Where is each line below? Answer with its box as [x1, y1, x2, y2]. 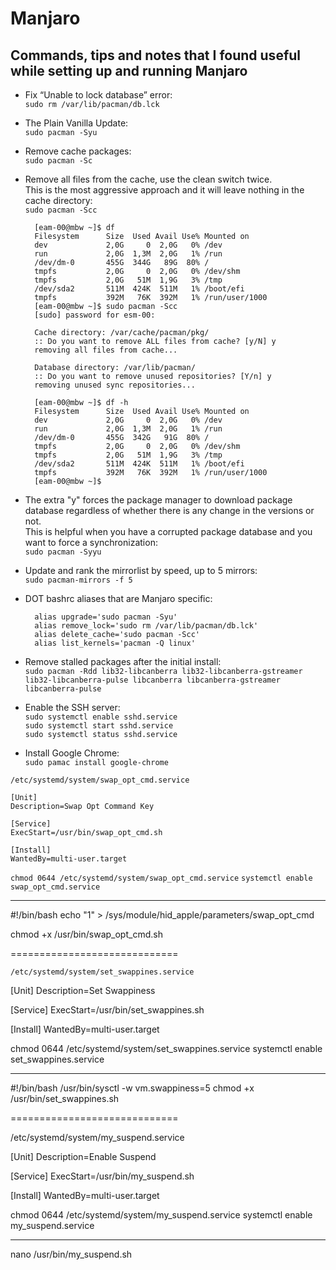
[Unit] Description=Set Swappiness [10, 985, 156, 996]
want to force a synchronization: [24, 537, 158, 548]
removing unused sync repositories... [34, 380, 196, 390]
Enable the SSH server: [24, 702, 121, 713]
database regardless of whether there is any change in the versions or [24, 505, 315, 516]
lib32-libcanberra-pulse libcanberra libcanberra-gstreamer [24, 675, 281, 685]
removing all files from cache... [34, 345, 178, 355]
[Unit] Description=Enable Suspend [10, 1151, 157, 1162]
